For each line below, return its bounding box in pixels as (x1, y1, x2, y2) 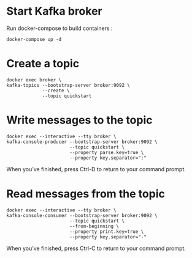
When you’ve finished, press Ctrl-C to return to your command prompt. (6, 245, 186, 252)
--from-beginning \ (69, 223, 120, 229)
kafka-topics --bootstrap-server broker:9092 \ (6, 82, 131, 88)
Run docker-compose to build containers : (6, 24, 113, 32)
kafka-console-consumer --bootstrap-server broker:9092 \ (6, 212, 158, 218)
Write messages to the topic (6, 113, 153, 127)
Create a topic (6, 57, 80, 71)
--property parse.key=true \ (69, 149, 144, 155)
